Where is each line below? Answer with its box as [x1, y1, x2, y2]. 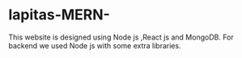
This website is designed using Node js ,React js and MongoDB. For [8, 32, 235, 42]
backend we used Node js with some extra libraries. [8, 40, 181, 50]
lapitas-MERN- [8, 6, 111, 24]
